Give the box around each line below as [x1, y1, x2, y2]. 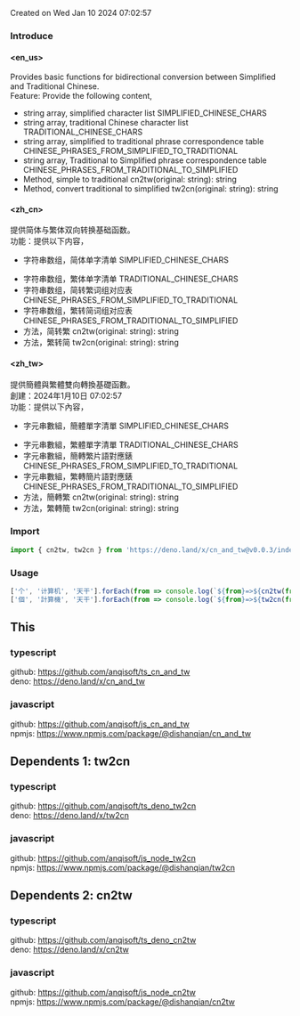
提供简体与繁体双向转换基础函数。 [10, 224, 135, 235]
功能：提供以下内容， [10, 236, 88, 247]
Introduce [10, 29, 53, 42]
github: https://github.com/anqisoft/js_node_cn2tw [10, 987, 197, 997]
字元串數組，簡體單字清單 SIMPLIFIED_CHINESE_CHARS [22, 420, 230, 431]
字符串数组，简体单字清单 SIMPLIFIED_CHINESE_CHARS [22, 255, 230, 265]
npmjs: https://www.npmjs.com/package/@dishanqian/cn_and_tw [10, 727, 252, 738]
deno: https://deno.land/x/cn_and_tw [10, 676, 146, 687]
